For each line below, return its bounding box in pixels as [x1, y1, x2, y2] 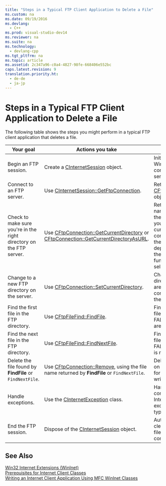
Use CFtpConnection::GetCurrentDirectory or [44, 229, 149, 236]
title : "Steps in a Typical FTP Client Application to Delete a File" [5, 7, 154, 12]
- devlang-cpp [9, 48, 39, 53]
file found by [7, 363, 37, 370]
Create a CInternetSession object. [44, 164, 123, 171]
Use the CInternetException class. [44, 396, 123, 403]
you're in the [7, 226, 37, 233]
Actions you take [76, 146, 117, 153]
